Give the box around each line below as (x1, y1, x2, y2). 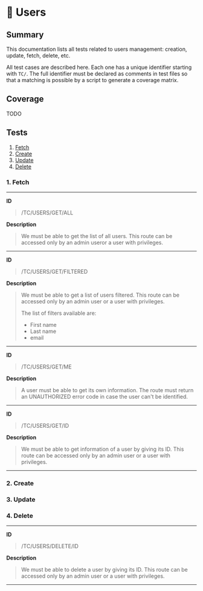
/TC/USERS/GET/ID (21, 422, 69, 429)
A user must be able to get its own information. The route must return (21, 386, 194, 393)
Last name (30, 328, 56, 335)
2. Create (6, 479, 34, 487)
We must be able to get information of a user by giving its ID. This (21, 445, 184, 453)
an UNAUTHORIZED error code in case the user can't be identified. (21, 393, 188, 400)
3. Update (6, 495, 36, 503)
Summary (6, 30, 44, 40)
